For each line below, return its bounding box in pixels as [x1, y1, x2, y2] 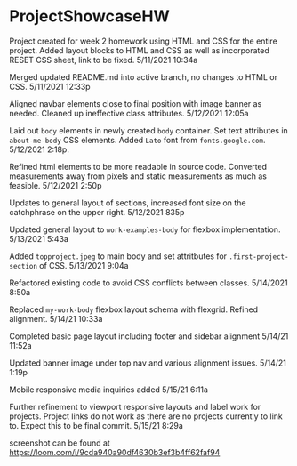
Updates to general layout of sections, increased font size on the [9, 197, 246, 208]
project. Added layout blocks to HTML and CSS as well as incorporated [9, 44, 269, 55]
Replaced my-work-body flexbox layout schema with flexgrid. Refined [9, 304, 259, 315]
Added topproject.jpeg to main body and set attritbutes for [9, 251, 228, 261]
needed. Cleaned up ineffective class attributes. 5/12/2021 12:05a [9, 108, 249, 118]
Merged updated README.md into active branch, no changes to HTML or [9, 71, 278, 82]
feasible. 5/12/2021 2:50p [9, 180, 102, 190]
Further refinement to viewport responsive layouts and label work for [9, 401, 261, 412]
